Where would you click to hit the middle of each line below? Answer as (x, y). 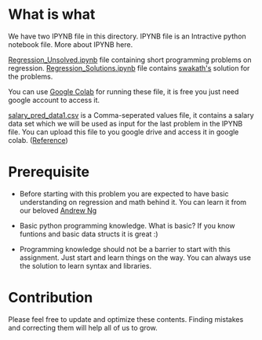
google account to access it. (54, 100)
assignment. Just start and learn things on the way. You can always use (135, 258)
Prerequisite (49, 172)
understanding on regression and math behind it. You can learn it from (133, 202)
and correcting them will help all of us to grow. (83, 327)
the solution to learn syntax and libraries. (85, 265)
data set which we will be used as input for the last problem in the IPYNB (126, 123)
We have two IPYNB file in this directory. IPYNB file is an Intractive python (127, 36)
